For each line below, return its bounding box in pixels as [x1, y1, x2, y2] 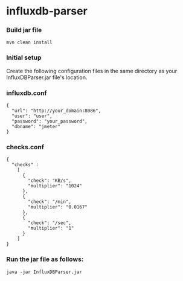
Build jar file [6, 26, 42, 34]
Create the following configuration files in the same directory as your [6, 67, 178, 74]
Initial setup [6, 53, 42, 62]
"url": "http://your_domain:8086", [11, 108, 101, 114]
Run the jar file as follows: [6, 255, 84, 263]
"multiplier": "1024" [28, 183, 83, 189]
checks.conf [6, 143, 44, 151]
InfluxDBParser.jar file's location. [6, 74, 88, 81]
